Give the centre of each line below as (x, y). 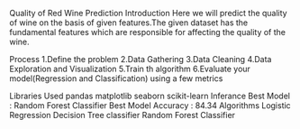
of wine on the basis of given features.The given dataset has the (129, 23)
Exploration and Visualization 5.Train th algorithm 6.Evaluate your (130, 69)
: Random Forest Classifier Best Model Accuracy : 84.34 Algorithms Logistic (150, 106)
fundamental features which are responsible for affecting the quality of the (148, 32)
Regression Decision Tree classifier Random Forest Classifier (123, 115)
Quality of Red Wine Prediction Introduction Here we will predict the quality (148, 13)
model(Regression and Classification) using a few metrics (116, 78)
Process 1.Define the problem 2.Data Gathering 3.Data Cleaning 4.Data (141, 59)
